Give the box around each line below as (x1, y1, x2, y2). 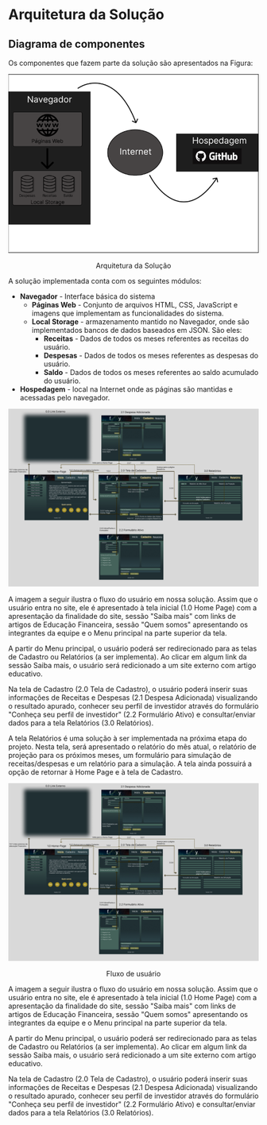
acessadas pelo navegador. (19, 392, 110, 402)
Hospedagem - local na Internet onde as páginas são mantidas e (19, 384, 233, 394)
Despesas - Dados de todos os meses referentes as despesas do (43, 350, 259, 360)
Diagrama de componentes (8, 37, 145, 51)
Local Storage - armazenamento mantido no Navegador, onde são (31, 316, 250, 327)
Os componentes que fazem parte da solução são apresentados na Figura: (8, 58, 253, 68)
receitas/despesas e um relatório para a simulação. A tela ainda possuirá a (8, 759, 253, 768)
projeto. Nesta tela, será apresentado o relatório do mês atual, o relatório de (8, 742, 257, 752)
